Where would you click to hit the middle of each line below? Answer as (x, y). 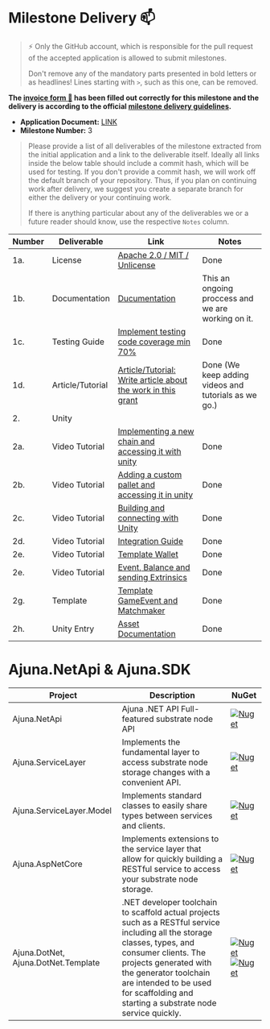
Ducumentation (147, 298)
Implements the (151, 742)
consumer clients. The (164, 952)
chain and (136, 441)
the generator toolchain (166, 973)
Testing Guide (78, 342)
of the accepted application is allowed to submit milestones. (127, 58)
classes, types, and (158, 942)
